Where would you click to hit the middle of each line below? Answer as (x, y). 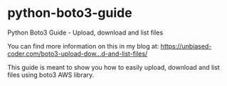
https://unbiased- (186, 46)
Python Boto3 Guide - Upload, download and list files (85, 32)
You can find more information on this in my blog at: (83, 46)
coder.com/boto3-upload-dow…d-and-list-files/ (78, 54)
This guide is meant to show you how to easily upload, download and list (114, 67)
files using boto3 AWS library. (51, 75)
